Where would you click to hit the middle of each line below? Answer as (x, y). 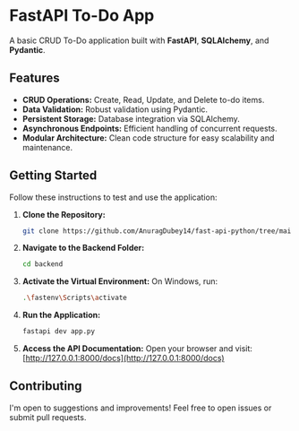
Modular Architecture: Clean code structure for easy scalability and (148, 138)
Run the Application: (61, 315)
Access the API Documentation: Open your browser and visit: (137, 349)
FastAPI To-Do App (82, 16)
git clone (41, 231)
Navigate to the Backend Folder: (83, 248)
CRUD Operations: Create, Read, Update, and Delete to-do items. (143, 99)
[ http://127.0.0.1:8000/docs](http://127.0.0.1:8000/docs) (124, 358)
